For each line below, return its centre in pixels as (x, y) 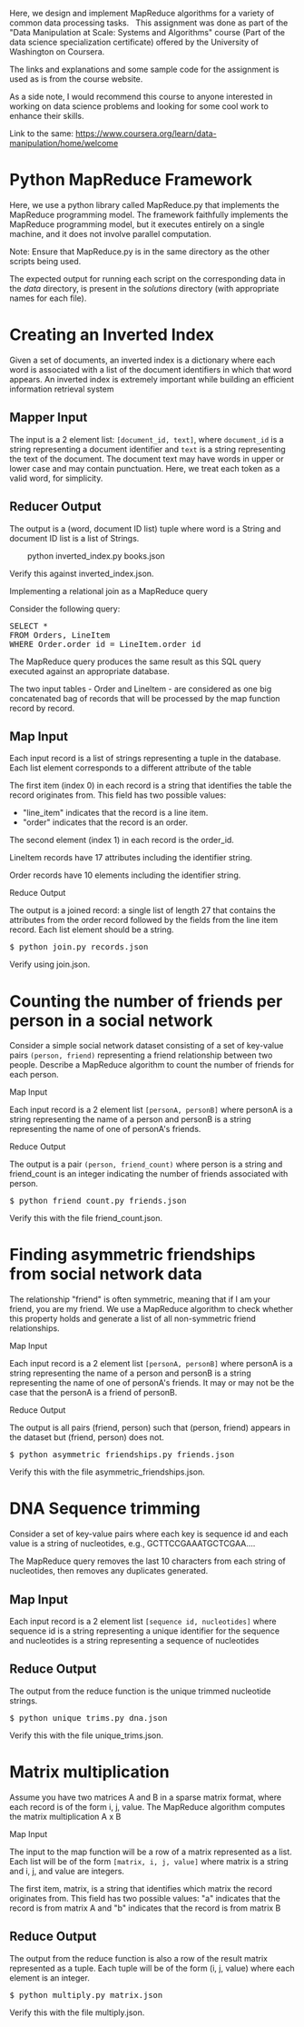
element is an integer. (50, 1977)
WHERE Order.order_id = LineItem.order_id (105, 644)
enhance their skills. (47, 116)
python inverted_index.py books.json (96, 556)
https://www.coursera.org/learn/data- (146, 134)
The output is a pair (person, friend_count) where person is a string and (146, 1164)
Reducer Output (55, 507)
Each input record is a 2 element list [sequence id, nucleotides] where (143, 1621)
